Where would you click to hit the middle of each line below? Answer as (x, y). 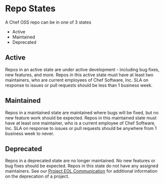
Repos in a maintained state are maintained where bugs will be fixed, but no (82, 112)
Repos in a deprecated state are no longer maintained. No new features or (80, 161)
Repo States (30, 9)
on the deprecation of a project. (37, 176)
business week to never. (30, 133)
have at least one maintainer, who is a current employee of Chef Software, (81, 123)
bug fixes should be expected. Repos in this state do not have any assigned (82, 166)
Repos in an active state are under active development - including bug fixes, (82, 69)
